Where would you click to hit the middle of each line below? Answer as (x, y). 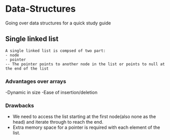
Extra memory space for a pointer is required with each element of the (86, 127)
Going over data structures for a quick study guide (58, 23)
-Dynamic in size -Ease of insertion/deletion (51, 93)
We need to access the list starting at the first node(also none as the (84, 117)
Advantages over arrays (36, 81)
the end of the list (27, 68)
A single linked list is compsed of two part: (55, 51)
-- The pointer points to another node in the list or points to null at (85, 64)
